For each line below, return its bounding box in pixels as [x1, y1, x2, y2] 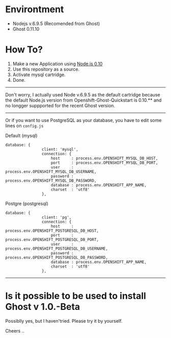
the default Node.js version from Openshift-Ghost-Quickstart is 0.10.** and [5, 97, 162, 103]
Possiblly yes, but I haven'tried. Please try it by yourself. [5, 318, 123, 324]
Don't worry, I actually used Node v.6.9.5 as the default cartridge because [5, 91, 160, 98]
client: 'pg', [41, 214, 72, 220]
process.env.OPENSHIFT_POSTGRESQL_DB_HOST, [5, 228, 99, 233]
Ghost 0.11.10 [12, 26, 40, 32]
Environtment [5, 4, 64, 15]
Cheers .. [5, 328, 24, 334]
